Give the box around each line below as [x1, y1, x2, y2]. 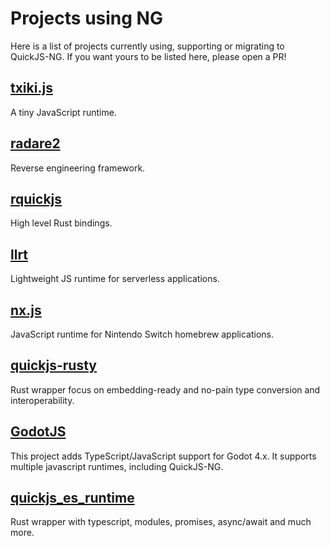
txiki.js [10, 80, 53, 97]
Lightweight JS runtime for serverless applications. [10, 273, 220, 285]
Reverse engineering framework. [10, 162, 146, 174]
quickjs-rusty [10, 357, 97, 374]
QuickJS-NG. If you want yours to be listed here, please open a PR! [10, 50, 287, 62]
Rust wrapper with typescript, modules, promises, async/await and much [10, 516, 312, 528]
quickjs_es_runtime [10, 490, 135, 507]
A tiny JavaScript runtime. [10, 106, 117, 118]
